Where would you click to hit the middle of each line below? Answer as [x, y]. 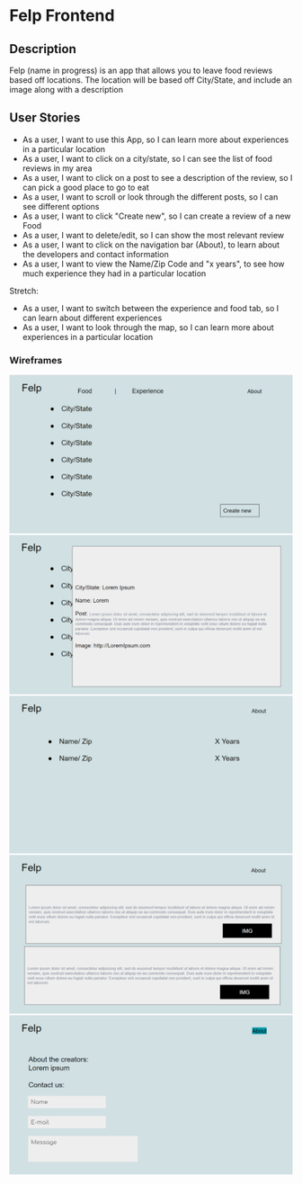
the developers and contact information [95, 254]
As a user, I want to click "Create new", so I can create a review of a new [156, 216]
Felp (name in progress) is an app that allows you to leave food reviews [141, 70]
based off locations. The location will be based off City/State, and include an [151, 80]
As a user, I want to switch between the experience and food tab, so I [151, 308]
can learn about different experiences [92, 318]
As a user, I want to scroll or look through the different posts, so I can [150, 197]
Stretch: [24, 291]
